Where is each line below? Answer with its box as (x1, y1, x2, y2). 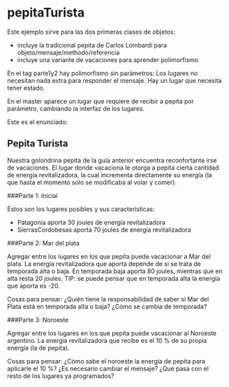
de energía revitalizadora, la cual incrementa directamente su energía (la (7, 170, 212, 179)
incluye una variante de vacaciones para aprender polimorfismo (17, 55, 199, 63)
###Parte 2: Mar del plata (7, 239, 80, 247)
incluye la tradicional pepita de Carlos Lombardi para (17, 41, 167, 49)
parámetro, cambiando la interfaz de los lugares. (7, 104, 145, 112)
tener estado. (7, 83, 45, 92)
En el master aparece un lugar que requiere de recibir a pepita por (7, 97, 195, 105)
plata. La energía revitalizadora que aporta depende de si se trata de (7, 259, 201, 268)
